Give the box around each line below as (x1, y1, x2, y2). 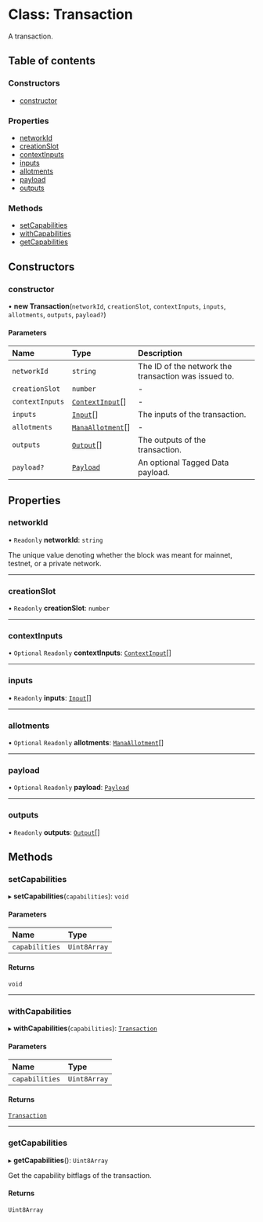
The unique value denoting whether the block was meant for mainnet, (8, 550, 233, 559)
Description (138, 348, 182, 359)
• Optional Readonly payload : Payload (8, 783, 130, 792)
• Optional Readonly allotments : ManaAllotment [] (8, 737, 164, 747)
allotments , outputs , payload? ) (8, 309, 107, 319)
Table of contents (8, 54, 95, 68)
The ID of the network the (138, 361, 232, 372)
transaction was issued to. (138, 371, 235, 382)
